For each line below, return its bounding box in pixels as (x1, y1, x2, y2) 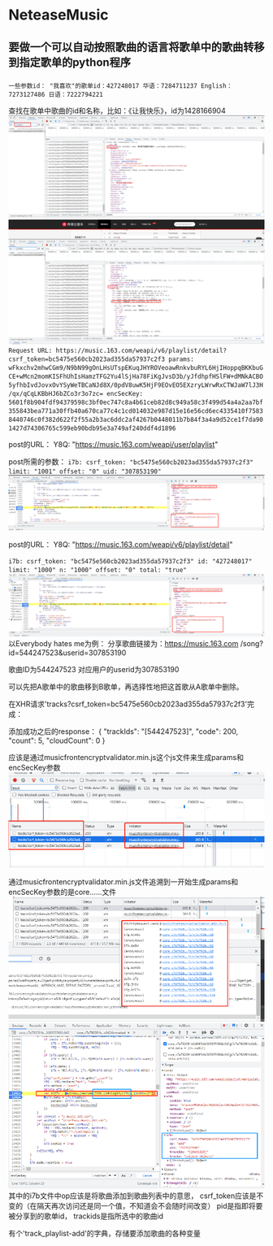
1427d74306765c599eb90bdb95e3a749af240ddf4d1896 (8, 424, 176, 432)
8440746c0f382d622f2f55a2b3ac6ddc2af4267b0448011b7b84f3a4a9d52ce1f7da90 (8, 416, 264, 424)
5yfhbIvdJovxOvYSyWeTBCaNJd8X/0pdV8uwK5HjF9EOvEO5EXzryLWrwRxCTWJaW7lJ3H (8, 381, 264, 389)
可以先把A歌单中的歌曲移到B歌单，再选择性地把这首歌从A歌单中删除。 (8, 681, 244, 692)
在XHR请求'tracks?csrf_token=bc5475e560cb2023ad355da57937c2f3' (8, 699, 248, 709)
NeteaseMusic (8, 6, 109, 24)
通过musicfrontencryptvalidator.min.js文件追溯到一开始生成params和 (8, 876, 239, 887)
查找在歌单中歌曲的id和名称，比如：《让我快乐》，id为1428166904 (8, 106, 226, 115)
